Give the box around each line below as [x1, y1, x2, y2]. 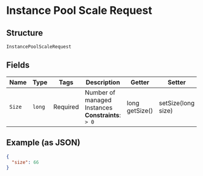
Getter [130, 78, 150, 86]
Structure [6, 28, 43, 38]
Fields [6, 60, 30, 70]
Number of [84, 88, 116, 97]
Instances [84, 103, 113, 112]
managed [84, 96, 112, 104]
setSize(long [159, 99, 195, 107]
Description [85, 78, 120, 86]
